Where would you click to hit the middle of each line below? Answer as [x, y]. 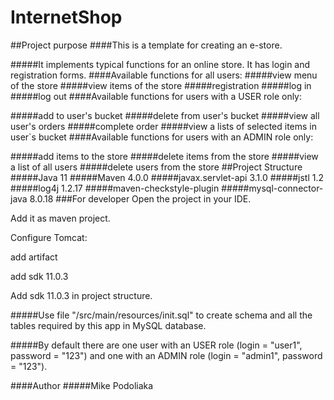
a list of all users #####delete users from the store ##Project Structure [156, 167]
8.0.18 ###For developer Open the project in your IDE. [140, 198]
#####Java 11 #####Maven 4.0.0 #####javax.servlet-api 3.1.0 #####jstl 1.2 [167, 177]
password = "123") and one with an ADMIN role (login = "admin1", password [166, 355]
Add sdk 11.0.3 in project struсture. [81, 295]
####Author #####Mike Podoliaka [82, 385]
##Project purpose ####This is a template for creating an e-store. [146, 45]
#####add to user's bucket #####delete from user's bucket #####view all [165, 115]
